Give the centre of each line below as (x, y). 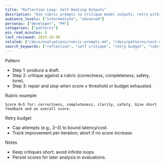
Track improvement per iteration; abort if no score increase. (73, 133)
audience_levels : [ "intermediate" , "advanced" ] (55, 19)
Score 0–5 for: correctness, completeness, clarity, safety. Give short (81, 104)
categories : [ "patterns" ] (31, 28)
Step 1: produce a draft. (36, 70)
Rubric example (21, 95)
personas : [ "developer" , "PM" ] (37, 23)
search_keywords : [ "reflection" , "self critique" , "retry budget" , (76, 46)
